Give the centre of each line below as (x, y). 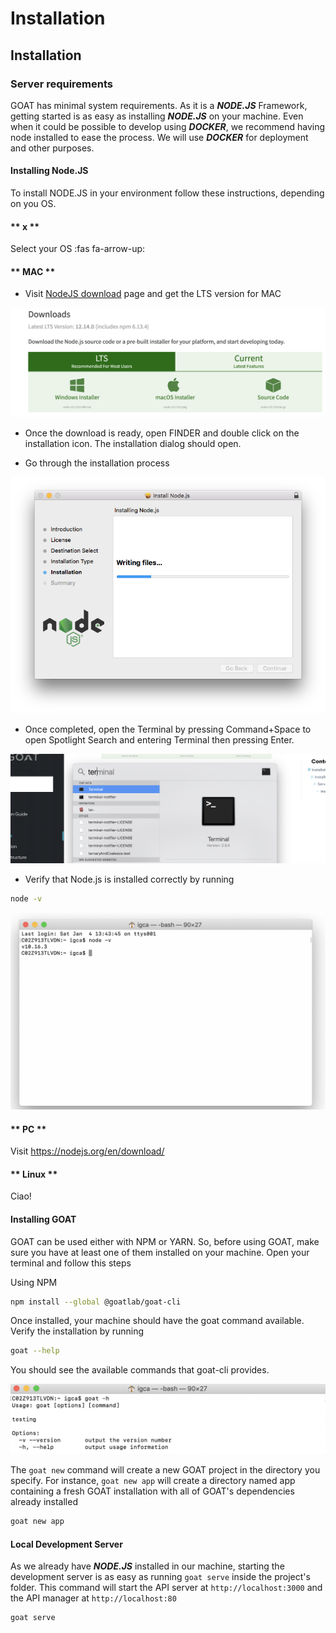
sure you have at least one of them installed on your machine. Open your (160, 1252)
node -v (26, 899)
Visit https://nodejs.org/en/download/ (87, 1151)
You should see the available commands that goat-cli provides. (140, 1370)
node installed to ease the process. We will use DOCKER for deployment (159, 137)
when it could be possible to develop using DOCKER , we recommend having (168, 126)
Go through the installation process (97, 463)
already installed (44, 1502)
